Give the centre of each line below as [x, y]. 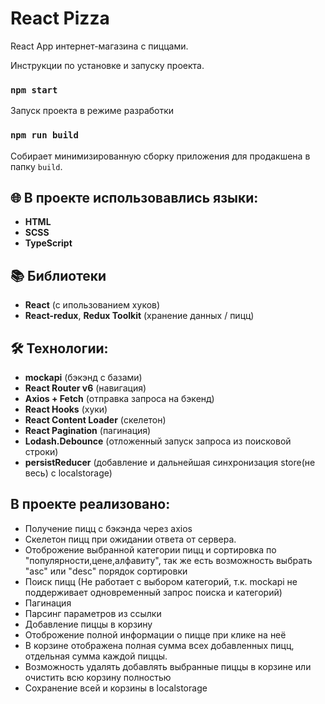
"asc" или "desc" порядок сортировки [106, 571]
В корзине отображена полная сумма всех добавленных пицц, [159, 645]
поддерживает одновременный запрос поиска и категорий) [153, 592]
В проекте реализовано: [90, 504]
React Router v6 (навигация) [85, 388]
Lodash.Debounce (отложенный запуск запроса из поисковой [158, 441]
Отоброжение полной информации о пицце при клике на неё [155, 634]
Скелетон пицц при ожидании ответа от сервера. [130, 539]
